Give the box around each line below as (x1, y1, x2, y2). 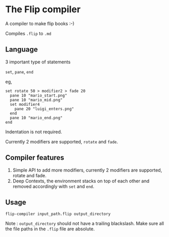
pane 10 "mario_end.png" (10, 115, 63, 121)
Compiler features (5, 153, 65, 162)
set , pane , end (5, 68, 34, 75)
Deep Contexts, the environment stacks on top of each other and (12, 178, 150, 184)
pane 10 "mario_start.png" (10, 93, 67, 98)
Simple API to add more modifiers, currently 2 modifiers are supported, (12, 167, 162, 173)
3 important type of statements (5, 59, 70, 65)
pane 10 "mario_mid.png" (10, 97, 63, 103)
